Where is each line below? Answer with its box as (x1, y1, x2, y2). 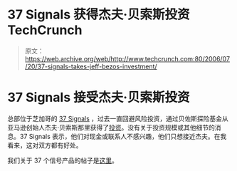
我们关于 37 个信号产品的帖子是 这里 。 (7, 156, 119, 165)
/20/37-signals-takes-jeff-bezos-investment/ (24, 62, 158, 71)
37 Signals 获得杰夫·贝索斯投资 (7, 6, 190, 23)
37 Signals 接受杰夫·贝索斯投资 (7, 90, 190, 105)
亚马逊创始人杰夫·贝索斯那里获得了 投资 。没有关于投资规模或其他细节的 (7, 123, 216, 132)
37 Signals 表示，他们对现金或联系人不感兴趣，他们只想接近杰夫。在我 (19, 132, 227, 140)
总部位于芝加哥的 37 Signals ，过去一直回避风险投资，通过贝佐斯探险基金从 (7, 114, 229, 123)
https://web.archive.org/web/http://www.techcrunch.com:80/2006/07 (24, 54, 230, 63)
